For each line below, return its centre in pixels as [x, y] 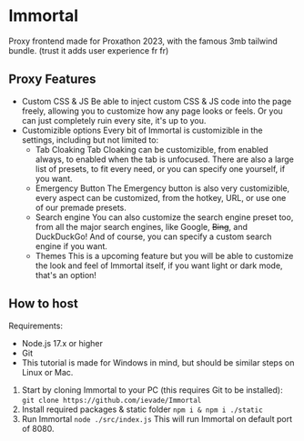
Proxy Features [52, 80]
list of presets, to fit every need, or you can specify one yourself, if [160, 168]
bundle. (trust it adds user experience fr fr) [89, 50]
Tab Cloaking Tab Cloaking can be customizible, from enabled [152, 149]
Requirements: [35, 326]
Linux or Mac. [47, 372]
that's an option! [66, 275]
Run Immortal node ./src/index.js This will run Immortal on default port [157, 418]
